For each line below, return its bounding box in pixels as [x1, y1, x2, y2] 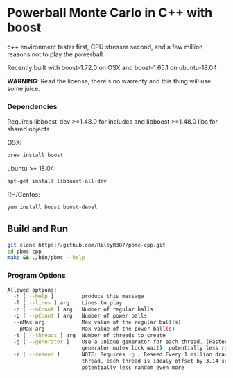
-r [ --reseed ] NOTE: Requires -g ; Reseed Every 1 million [13, 351, 213, 359]
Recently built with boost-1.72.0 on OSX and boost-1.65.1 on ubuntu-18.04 [7, 63, 217, 72]
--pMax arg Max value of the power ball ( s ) [13, 325, 175, 332]
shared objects [7, 125, 50, 133]
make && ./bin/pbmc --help [7, 254, 85, 261]
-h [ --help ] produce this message [13, 293, 144, 300]
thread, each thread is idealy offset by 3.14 [81, 358, 218, 365]
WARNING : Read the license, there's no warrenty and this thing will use [7, 76, 212, 85]
